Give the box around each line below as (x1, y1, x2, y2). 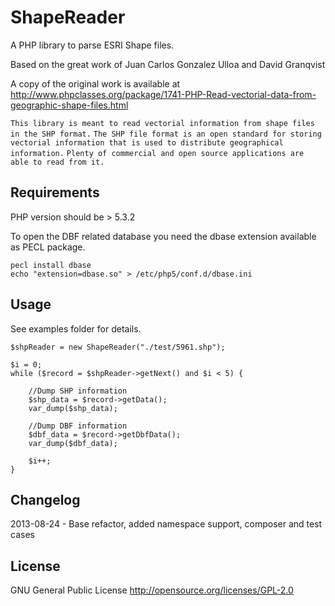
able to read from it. (10, 157, 105, 167)
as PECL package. (10, 241, 86, 253)
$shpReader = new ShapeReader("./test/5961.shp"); (10, 342, 226, 352)
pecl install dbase (10, 260, 92, 270)
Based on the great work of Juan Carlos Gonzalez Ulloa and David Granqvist (10, 58, 326, 70)
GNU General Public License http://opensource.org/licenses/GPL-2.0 (10, 584, 294, 596)
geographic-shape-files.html (10, 99, 129, 111)
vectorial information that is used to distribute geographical (10, 137, 284, 148)
